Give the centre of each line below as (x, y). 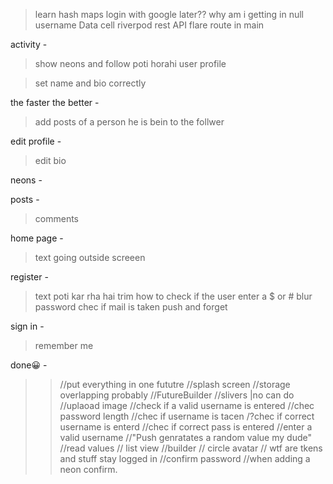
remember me (64, 345)
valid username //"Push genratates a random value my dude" (185, 437)
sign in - (27, 326)
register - (29, 277)
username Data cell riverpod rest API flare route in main (149, 25)
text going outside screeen (90, 257)
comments (56, 218)
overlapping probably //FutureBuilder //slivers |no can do (177, 395)
